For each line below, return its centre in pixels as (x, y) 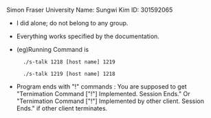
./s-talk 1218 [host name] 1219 (69, 62)
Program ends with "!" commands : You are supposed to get (101, 87)
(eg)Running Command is (53, 49)
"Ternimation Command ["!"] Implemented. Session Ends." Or (103, 94)
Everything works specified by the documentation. (88, 36)
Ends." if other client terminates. (62, 108)
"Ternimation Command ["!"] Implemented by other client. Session (110, 101)
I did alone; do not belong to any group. (72, 23)
